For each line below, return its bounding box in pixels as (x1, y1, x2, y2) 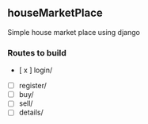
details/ (18, 107, 44, 118)
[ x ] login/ (18, 65, 53, 75)
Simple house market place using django (7, 27, 140, 37)
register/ (18, 81, 47, 91)
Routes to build (7, 47, 66, 58)
